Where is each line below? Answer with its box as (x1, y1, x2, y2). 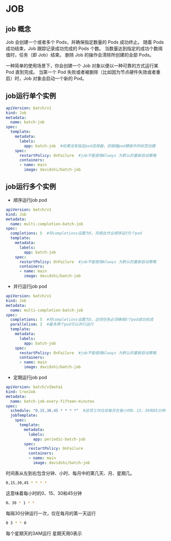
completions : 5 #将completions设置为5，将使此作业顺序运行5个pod (10, 231, 142, 236)
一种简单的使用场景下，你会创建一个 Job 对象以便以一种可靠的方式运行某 (6, 63, 159, 69)
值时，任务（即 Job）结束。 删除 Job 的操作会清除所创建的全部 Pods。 (6, 52, 154, 58)
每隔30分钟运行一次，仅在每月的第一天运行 (6, 510, 96, 516)
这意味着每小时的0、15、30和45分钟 (6, 490, 82, 496)
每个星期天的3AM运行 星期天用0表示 (6, 530, 82, 536)
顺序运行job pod (13, 197, 47, 203)
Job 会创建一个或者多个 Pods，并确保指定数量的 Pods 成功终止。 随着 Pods (6, 39, 164, 45)
